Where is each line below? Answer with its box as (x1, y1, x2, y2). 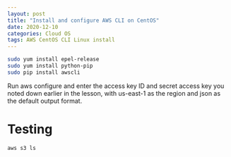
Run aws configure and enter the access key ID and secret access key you (7, 82, 225, 90)
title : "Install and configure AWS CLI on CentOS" (7, 17, 160, 24)
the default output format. (7, 96, 83, 105)
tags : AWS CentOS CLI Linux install (7, 37, 115, 44)
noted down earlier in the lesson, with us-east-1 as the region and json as (7, 89, 221, 97)
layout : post (7, 10, 46, 18)
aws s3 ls (7, 144, 37, 151)
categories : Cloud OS (7, 30, 71, 37)
